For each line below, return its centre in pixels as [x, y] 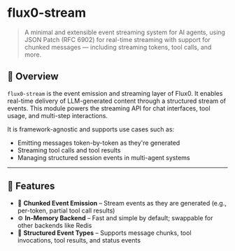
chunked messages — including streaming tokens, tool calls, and [118, 47]
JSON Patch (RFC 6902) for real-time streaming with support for [117, 39]
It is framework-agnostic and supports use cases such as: [91, 129]
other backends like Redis [55, 225]
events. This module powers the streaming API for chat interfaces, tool [109, 108]
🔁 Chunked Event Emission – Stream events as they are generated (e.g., [122, 203]
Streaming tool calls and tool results [69, 150]
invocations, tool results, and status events [79, 240]
